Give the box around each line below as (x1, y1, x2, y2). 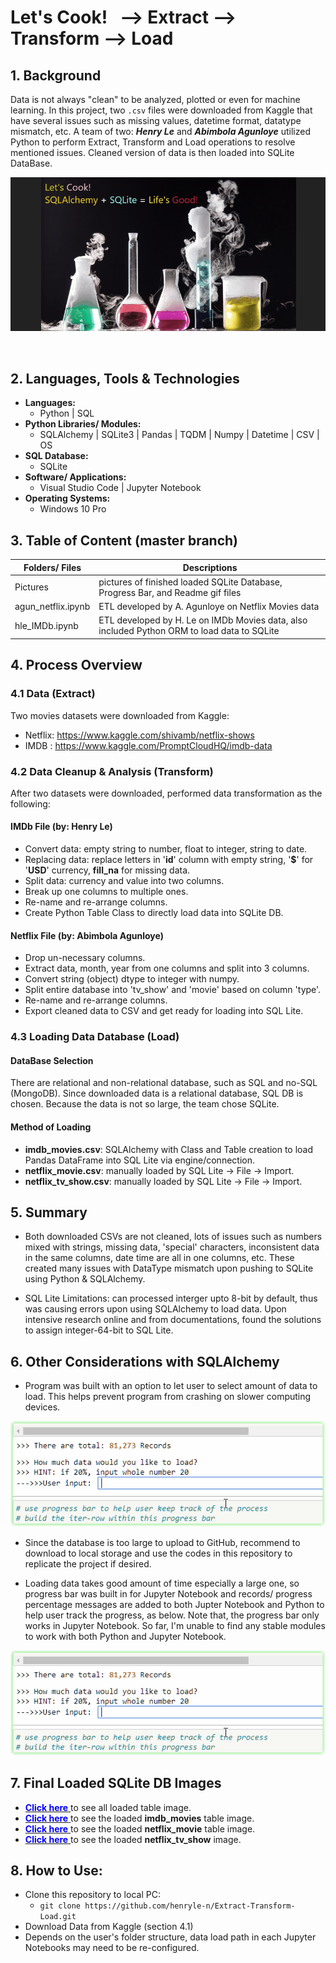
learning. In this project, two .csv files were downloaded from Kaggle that (10, 104, 313, 116)
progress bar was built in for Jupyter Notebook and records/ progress (24, 1587, 313, 1600)
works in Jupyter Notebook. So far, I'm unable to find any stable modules (24, 1619, 326, 1631)
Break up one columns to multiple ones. (24, 886, 189, 898)
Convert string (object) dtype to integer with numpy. (24, 973, 240, 985)
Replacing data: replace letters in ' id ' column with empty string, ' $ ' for (24, 854, 314, 866)
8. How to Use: (10, 1862, 103, 1880)
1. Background (10, 67, 102, 84)
